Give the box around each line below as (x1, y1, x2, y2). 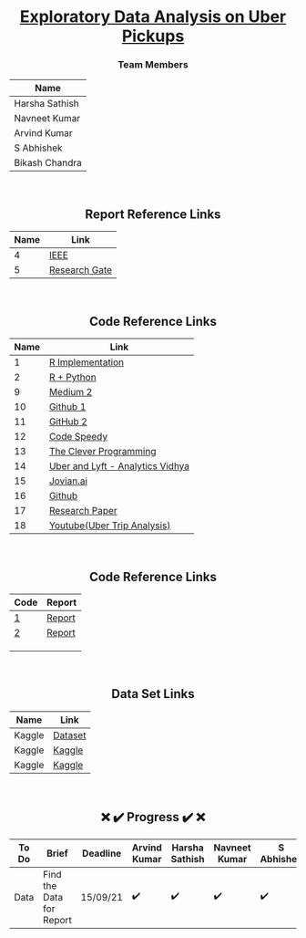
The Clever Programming (48, 445, 157, 458)
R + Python (48, 371, 97, 384)
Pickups (121, 26, 185, 47)
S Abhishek (14, 141, 63, 154)
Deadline (81, 847, 122, 860)
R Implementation (48, 356, 125, 369)
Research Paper (48, 505, 117, 517)
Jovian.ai (48, 474, 88, 487)
